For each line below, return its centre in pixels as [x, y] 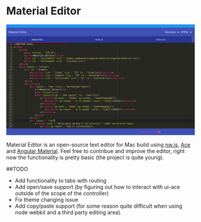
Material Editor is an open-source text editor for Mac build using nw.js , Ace [98, 144]
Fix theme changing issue [47, 199]
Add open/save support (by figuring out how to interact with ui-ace [98, 187]
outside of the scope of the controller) [62, 193]
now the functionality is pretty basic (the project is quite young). [85, 157]
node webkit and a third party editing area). [68, 212]
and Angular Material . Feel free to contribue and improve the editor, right [95, 151]
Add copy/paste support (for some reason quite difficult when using [98, 206]
